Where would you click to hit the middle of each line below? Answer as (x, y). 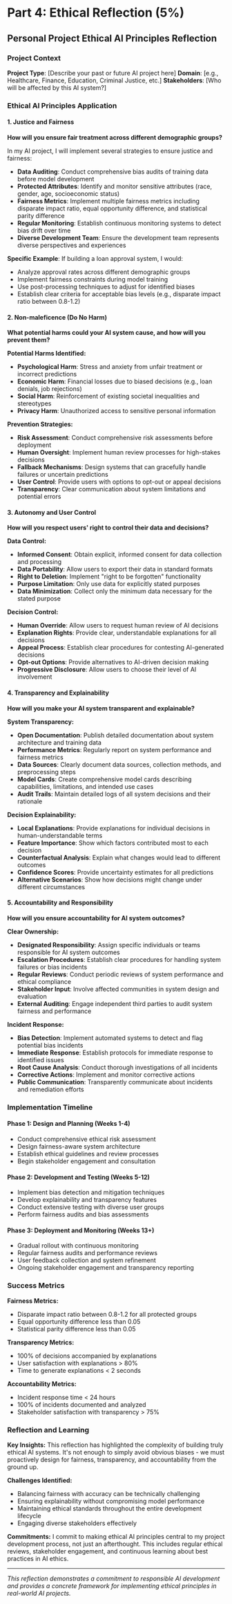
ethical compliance (44, 981)
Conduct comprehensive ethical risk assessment (87, 1139)
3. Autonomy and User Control (52, 512)
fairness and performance (54, 1011)
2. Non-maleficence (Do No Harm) (57, 317)
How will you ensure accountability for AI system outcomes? (96, 918)
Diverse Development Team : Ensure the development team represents (118, 238)
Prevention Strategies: (40, 424)
